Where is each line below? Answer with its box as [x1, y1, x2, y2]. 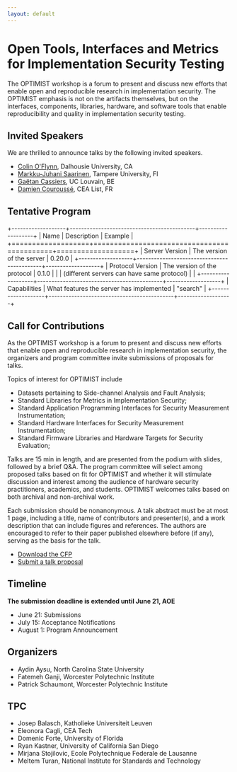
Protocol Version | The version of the [109, 262, 217, 270]
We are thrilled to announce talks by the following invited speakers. [7, 149, 203, 157]
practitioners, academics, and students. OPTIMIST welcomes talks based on [7, 485, 230, 493]
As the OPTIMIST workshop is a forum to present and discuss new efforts [7, 339, 222, 347]
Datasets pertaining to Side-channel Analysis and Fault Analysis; [17, 388, 207, 397]
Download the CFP [17, 550, 73, 558]
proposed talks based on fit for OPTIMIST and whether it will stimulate [7, 470, 212, 478]
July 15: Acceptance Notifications [17, 618, 116, 626]
